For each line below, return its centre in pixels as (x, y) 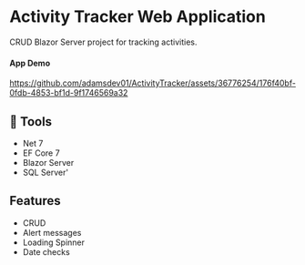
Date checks (46, 251)
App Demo (30, 63)
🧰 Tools (31, 122)
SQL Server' (46, 172)
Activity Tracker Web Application (137, 17)
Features (35, 201)
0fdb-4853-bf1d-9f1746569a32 (69, 93)
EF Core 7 (41, 153)
